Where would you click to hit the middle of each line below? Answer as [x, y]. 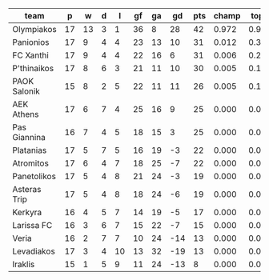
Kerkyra [27, 212]
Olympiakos [35, 29]
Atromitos [31, 163]
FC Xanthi [31, 55]
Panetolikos [34, 176]
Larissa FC [32, 225]
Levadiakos [34, 251]
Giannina [29, 137]
